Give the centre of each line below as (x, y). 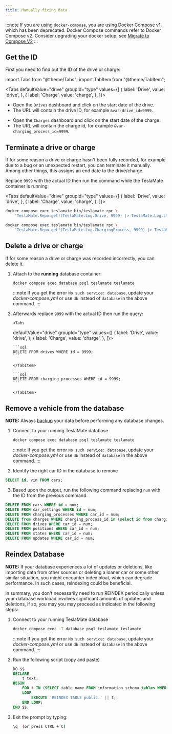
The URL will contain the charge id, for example (63, 126)
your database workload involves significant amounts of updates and (78, 598)
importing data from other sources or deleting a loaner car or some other (82, 572)
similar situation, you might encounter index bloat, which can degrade (79, 577)
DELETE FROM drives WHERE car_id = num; (49, 524)
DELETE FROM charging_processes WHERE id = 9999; (67, 379)
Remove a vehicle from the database (65, 408)
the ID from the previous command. (50, 496)
